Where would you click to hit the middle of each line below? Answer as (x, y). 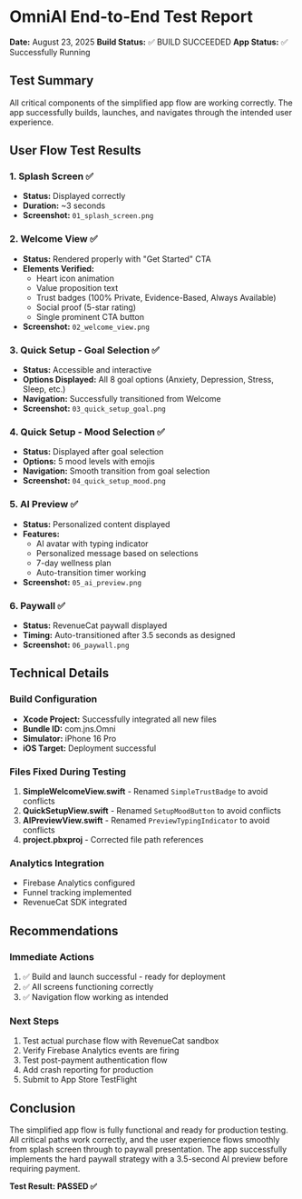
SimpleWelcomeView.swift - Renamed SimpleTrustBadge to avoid (145, 791)
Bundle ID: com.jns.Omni (69, 728)
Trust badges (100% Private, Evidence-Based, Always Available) (156, 297)
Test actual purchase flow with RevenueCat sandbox (121, 1041)
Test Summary (52, 80)
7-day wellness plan (73, 563)
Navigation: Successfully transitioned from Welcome (122, 399)
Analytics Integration (57, 863)
